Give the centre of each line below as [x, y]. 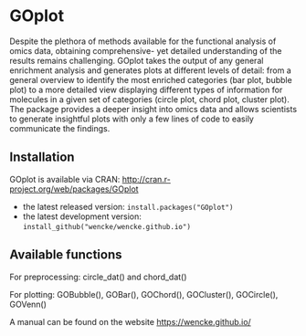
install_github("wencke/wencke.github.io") [107, 226]
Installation [42, 157]
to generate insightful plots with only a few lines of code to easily [132, 119]
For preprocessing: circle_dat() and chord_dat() [98, 277]
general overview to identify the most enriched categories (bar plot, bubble [151, 79]
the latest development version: [82, 216]
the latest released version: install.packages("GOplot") [128, 206]
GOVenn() [28, 304]
